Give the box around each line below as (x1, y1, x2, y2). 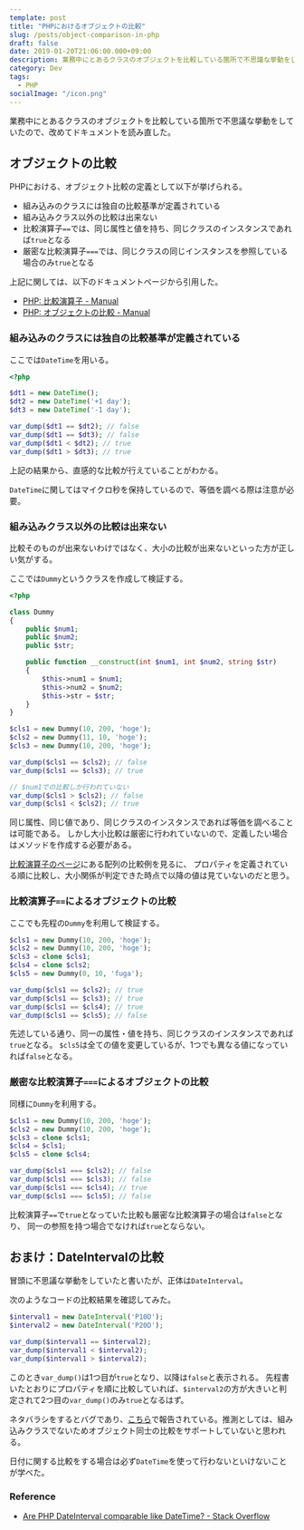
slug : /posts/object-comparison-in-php (9, 30, 160, 39)
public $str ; (25, 641, 75, 651)
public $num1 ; (25, 625, 79, 634)
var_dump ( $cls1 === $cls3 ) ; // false (9, 1175, 152, 1184)
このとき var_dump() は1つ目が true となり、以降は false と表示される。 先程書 (9, 1371, 290, 1382)
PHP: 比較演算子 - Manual (22, 295, 119, 306)
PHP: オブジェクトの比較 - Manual (22, 307, 151, 318)
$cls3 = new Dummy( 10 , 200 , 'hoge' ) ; (9, 741, 152, 750)
